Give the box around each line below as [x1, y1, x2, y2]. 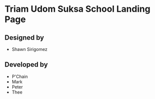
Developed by [4, 60, 48, 69]
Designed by [4, 33, 44, 42]
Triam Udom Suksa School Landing [4, 3, 151, 15]
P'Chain [11, 74, 28, 79]
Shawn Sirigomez [11, 47, 48, 52]
